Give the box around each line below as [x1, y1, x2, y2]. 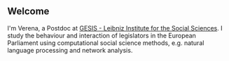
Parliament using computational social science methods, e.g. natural [7, 38, 204, 47]
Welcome [7, 6, 50, 17]
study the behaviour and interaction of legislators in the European [7, 31, 196, 40]
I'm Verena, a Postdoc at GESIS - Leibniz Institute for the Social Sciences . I [7, 24, 223, 32]
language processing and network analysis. [7, 46, 133, 54]
